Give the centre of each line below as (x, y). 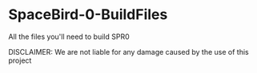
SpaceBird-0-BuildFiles (88, 15)
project (20, 60)
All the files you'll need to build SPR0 (69, 36)
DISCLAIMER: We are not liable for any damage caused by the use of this (129, 52)
